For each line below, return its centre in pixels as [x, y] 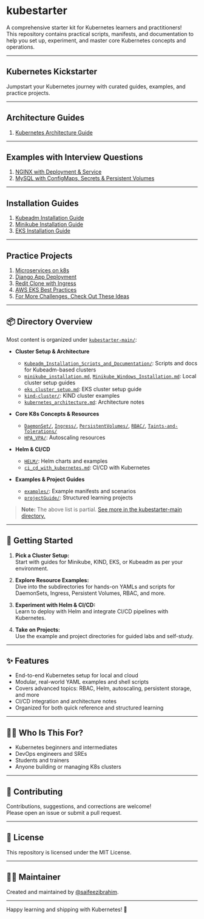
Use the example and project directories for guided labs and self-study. [104, 636]
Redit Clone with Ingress [46, 283]
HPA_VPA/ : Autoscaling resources [65, 437]
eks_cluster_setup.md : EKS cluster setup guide [83, 389]
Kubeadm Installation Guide [49, 218]
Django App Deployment [46, 277]
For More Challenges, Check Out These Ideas [72, 296]
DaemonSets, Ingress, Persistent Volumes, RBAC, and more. [90, 593]
